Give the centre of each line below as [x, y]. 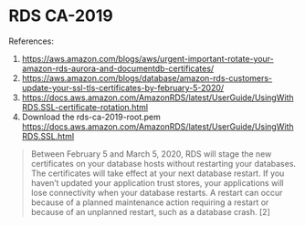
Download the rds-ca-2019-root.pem [91, 117]
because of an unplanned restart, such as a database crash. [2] [150, 211]
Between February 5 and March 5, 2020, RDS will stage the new [151, 154]
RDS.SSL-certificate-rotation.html [84, 107]
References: [31, 41]
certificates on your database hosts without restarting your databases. [163, 163]
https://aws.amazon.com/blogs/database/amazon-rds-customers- [147, 77]
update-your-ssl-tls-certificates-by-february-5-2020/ [123, 87]
